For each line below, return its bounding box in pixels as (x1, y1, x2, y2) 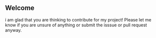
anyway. (5, 27, 22, 33)
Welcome (5, 4, 35, 12)
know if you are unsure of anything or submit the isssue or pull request (5, 22, 147, 28)
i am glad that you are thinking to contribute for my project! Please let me (5, 17, 152, 22)
